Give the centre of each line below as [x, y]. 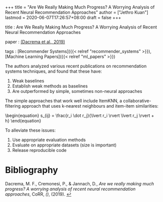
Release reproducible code [39, 150]
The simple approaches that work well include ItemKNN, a [64, 101]
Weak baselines [28, 81]
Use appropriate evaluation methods [49, 140]
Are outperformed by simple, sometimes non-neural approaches [77, 91]
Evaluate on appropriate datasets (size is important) [64, 145]
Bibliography [32, 170]
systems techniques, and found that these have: [54, 71]
